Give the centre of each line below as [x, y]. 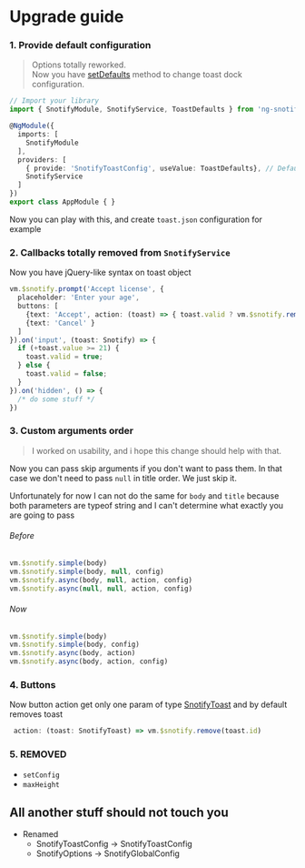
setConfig [41, 775]
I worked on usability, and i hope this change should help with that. [157, 450]
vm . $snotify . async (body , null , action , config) [101, 580]
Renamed [40, 834]
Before [22, 536]
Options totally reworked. [79, 65]
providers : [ [42, 160]
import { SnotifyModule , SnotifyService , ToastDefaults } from [132, 110]
